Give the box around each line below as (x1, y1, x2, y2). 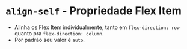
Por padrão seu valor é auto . (14, 36, 85, 43)
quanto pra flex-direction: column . (14, 30, 104, 37)
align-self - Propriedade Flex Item (5, 4, 182, 18)
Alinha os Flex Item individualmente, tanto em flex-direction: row (14, 24, 180, 31)
